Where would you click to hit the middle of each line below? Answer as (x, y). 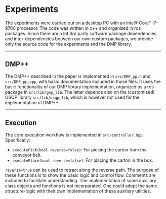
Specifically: (18, 140)
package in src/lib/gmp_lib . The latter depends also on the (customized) (80, 92)
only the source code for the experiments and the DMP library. (69, 44)
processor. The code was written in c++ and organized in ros (79, 28)
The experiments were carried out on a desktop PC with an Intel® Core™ (78, 23)
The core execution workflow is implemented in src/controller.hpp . (75, 134)
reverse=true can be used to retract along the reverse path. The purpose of (82, 170)
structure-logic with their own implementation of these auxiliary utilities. (78, 191)
